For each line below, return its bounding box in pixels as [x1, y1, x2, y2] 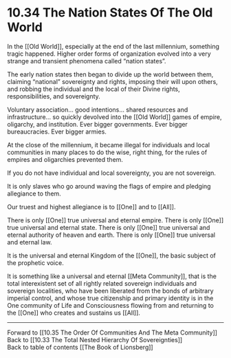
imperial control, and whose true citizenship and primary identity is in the [7, 294, 214, 302]
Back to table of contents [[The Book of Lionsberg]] [7, 343, 153, 351]
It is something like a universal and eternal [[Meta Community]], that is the [7, 272, 217, 280]
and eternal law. [7, 238, 53, 246]
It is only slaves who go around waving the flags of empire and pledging [7, 182, 211, 190]
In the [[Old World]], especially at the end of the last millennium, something [7, 42, 220, 50]
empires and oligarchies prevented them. [7, 155, 124, 163]
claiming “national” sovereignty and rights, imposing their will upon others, [7, 77, 218, 85]
